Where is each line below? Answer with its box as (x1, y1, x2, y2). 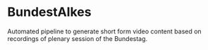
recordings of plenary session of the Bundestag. (7, 34, 148, 42)
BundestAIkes (7, 4, 92, 20)
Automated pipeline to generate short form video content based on (7, 27, 202, 35)
